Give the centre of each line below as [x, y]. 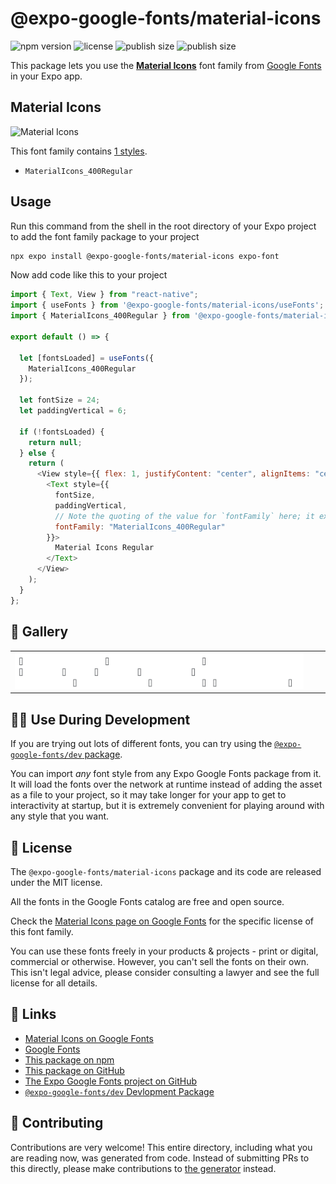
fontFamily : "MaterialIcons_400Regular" [140, 527]
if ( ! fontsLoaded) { [62, 432]
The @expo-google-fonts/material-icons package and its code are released [166, 872]
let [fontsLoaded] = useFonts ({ [87, 358]
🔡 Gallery [39, 632]
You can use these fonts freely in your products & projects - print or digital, [164, 951]
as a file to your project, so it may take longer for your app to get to [148, 795]
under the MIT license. [56, 883]
